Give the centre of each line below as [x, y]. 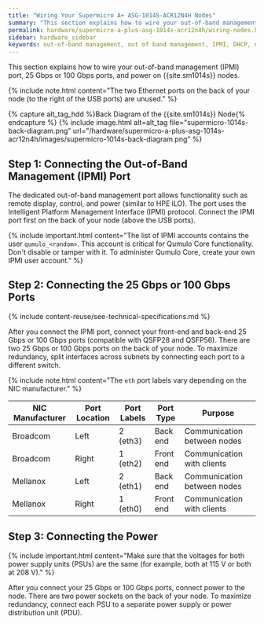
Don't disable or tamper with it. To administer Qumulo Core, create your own [132, 251]
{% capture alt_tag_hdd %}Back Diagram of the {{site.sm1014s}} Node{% [127, 114]
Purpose [218, 413]
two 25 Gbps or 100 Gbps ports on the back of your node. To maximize [123, 348]
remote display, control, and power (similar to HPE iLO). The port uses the [127, 203]
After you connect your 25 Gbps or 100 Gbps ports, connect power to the [126, 587]
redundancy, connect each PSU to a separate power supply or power [120, 604]
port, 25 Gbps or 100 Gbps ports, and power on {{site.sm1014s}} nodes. [124, 75]
